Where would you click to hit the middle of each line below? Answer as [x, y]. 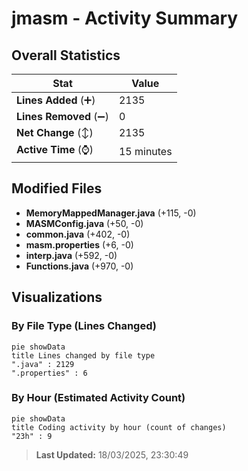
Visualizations [57, 297]
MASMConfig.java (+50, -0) [84, 223]
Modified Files [57, 188]
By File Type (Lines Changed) [84, 326]
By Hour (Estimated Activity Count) [98, 398]
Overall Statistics [66, 55]
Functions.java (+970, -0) [79, 266]
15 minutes [145, 151]
